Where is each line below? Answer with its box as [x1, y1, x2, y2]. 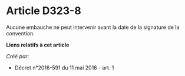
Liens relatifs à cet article [6, 41, 70, 48]
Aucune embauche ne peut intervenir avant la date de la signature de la [6, 24, 180, 31]
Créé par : [6, 52, 29, 60]
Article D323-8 [6, 4, 81, 18]
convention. [6, 29, 35, 37]
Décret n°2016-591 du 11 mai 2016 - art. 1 [14, 64, 114, 71]
